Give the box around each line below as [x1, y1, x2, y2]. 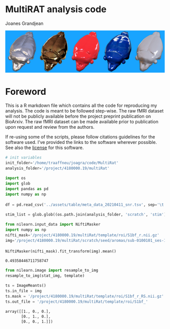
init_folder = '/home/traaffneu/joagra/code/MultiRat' [5, 161, 119, 166]
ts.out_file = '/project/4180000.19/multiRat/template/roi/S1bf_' [5, 299, 148, 304]
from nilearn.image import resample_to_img [5, 268, 99, 273]
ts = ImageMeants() [5, 283, 47, 288]
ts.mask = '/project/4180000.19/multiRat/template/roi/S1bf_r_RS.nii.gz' [5, 294, 164, 299]
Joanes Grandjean [5, 20, 44, 26]
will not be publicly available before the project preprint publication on [5, 113, 151, 120]
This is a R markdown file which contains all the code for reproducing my [5, 102, 157, 108]
